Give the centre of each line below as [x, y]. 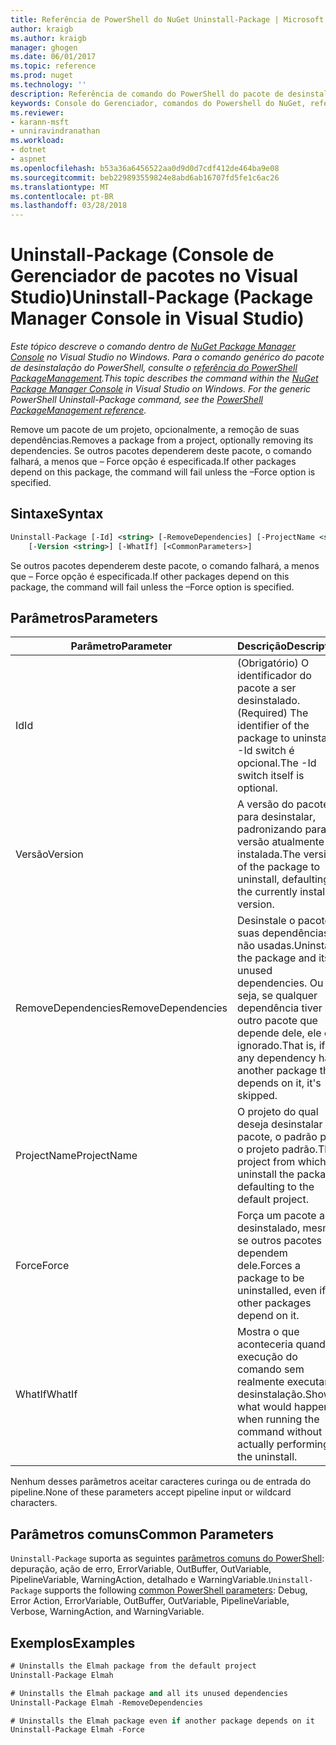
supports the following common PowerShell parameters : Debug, [176, 1590]
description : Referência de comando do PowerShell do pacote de [147, 94]
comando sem [271, 1369]
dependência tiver [280, 1008]
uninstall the [266, 1174]
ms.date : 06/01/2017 [53, 57]
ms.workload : [37, 141]
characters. [34, 1503]
